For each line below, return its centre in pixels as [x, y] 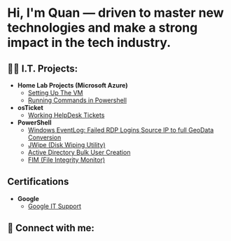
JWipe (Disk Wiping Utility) [66, 145]
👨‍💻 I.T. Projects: [43, 68]
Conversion [44, 137]
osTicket [30, 108]
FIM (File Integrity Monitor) [66, 160]
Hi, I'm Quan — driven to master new [115, 13]
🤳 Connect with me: [51, 228]
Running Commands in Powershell [77, 100]
